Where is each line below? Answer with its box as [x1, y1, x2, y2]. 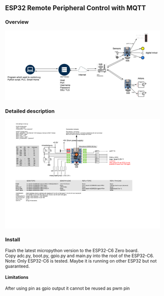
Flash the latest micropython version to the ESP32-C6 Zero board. [5, 247, 139, 253]
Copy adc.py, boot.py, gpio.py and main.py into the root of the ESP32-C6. [5, 253, 154, 259]
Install [5, 236, 21, 243]
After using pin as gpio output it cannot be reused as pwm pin [5, 285, 130, 291]
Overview [5, 19, 29, 26]
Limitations [5, 274, 28, 280]
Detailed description [5, 108, 55, 115]
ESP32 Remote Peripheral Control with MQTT [5, 4, 146, 12]
